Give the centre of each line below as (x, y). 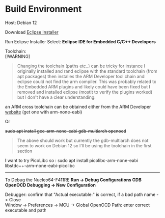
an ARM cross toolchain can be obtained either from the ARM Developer (78, 107)
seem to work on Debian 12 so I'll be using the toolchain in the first (84, 145)
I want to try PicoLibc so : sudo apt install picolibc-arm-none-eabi (72, 160)
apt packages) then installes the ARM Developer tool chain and (81, 76)
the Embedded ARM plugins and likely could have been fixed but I (84, 86)
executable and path (26, 210)
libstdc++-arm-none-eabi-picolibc (40, 165)
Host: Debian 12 (21, 23)
